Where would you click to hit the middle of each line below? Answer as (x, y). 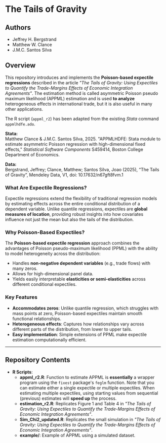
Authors (18, 28)
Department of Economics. (33, 154)
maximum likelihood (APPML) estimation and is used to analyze (70, 98)
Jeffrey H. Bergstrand (34, 39)
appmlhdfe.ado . (20, 124)
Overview (21, 65)
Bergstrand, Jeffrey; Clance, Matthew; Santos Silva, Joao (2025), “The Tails (82, 169)
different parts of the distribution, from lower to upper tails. (72, 329)
